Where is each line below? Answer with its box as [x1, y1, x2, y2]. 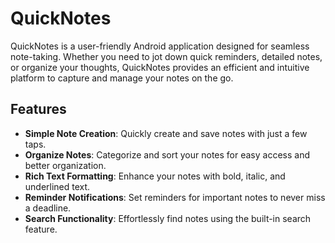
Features [10, 101, 67, 118]
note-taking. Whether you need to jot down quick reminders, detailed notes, [10, 50, 323, 62]
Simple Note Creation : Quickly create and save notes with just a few [24, 127, 308, 139]
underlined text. [24, 180, 91, 192]
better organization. [24, 159, 107, 171]
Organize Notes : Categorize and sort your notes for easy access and [24, 148, 310, 161]
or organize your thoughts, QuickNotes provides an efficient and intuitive [10, 61, 310, 73]
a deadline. [24, 202, 72, 214]
